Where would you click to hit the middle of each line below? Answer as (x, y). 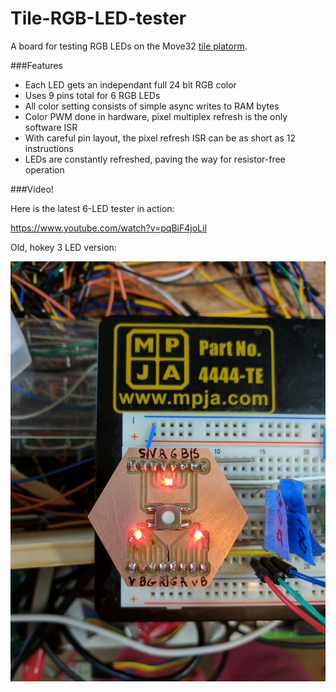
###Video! (32, 189)
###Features (36, 65)
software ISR (51, 127)
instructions (49, 148)
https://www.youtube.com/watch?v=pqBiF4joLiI (109, 228)
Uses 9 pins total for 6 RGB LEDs (92, 95)
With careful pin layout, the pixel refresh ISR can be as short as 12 (160, 138)
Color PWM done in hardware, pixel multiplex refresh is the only (156, 116)
